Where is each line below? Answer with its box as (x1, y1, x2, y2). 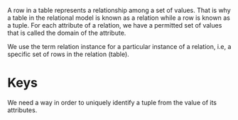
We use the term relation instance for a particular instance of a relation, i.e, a (7, 43, 232, 50)
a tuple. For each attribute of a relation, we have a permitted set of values (7, 21, 222, 29)
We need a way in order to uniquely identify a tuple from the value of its (7, 98, 217, 107)
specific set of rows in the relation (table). (7, 50, 129, 58)
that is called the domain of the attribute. (7, 28, 126, 37)
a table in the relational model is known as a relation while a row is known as (7, 13, 231, 22)
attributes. (7, 106, 38, 114)
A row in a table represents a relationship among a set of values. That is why (7, 6, 231, 14)
